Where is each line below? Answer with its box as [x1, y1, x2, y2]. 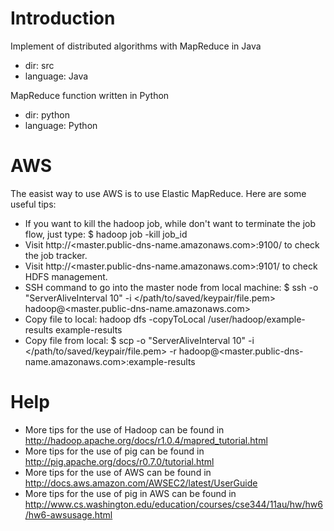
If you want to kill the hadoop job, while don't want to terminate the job [24, 217, 317, 229]
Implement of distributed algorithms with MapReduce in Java [10, 40, 262, 52]
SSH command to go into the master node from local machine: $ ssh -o [24, 281, 319, 293]
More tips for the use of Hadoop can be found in [24, 423, 225, 436]
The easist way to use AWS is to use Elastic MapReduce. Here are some [10, 187, 307, 199]
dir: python [24, 108, 70, 121]
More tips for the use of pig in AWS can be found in [24, 487, 237, 499]
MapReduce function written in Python [10, 89, 170, 101]
